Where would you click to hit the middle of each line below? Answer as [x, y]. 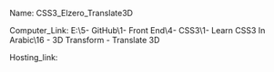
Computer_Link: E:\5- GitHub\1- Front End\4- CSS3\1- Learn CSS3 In [137, 30]
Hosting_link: [34, 57]
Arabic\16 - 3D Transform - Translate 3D [85, 40]
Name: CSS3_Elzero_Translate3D [71, 13]
